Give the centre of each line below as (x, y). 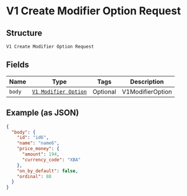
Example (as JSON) (42, 113)
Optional (104, 92)
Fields (18, 65)
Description (147, 82)
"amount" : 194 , (41, 154)
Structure (24, 33)
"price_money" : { (38, 149)
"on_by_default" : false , (47, 171)
